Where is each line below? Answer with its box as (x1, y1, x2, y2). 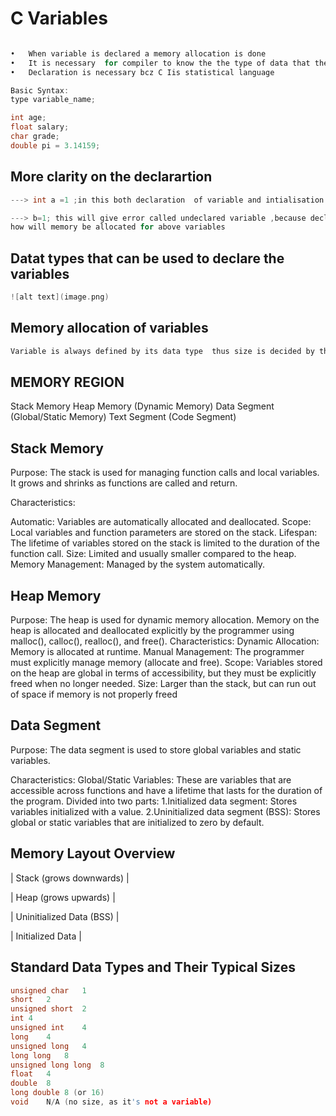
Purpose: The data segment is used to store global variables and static (10, 743, 302, 756)
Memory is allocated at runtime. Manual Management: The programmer (10, 646, 305, 658)
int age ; (10, 113, 47, 123)
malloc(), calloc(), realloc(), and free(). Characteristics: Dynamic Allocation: (10, 635, 320, 647)
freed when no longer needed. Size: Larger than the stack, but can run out (10, 678, 317, 690)
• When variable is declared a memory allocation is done (10, 48, 267, 59)
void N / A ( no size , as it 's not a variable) (10, 1097, 213, 1107)
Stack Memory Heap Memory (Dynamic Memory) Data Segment (10, 400, 275, 412)
